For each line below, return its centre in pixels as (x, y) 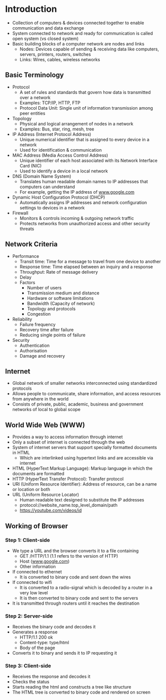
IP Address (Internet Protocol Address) (52, 134)
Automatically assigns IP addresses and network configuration (83, 202)
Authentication (35, 345)
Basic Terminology (35, 75)
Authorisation (33, 350)
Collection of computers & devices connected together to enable (78, 23)
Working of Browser (37, 526)
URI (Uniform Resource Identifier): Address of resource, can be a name (84, 484)
